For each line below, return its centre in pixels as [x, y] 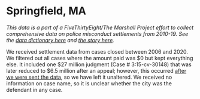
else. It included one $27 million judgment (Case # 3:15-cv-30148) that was [99, 64]
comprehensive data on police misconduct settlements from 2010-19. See [97, 33]
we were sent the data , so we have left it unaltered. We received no [89, 77]
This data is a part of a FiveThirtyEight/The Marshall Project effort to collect [100, 27]
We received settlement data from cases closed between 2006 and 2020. [97, 51]
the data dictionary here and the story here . [60, 40]
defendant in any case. [34, 89]
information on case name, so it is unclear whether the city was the [89, 83]
